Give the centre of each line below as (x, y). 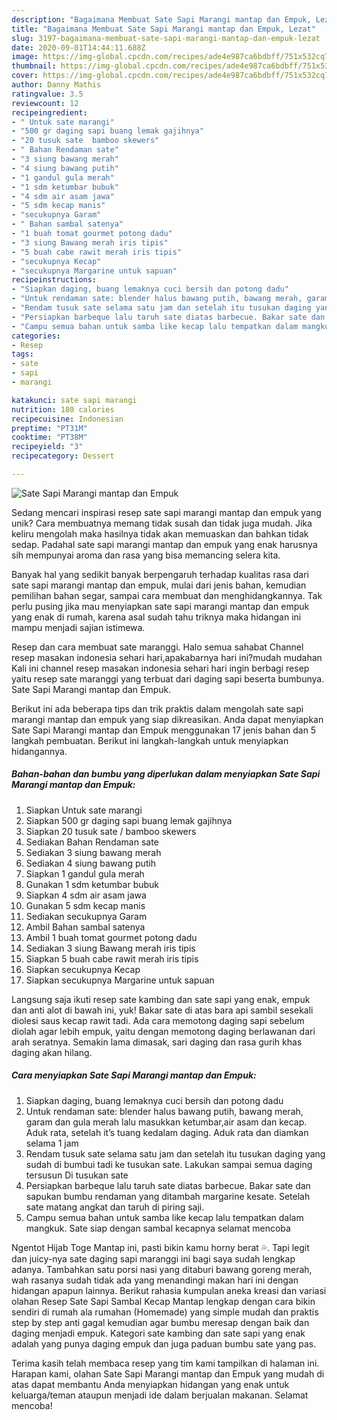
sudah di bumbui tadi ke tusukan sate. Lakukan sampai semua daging (169, 1164)
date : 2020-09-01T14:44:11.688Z (78, 47)
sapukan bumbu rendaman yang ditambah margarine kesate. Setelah (168, 1196)
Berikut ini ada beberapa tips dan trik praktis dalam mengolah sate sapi (157, 708)
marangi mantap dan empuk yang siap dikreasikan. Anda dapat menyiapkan (167, 719)
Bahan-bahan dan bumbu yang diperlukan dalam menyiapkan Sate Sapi (166, 774)
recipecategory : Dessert (63, 456)
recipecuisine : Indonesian (67, 419)
